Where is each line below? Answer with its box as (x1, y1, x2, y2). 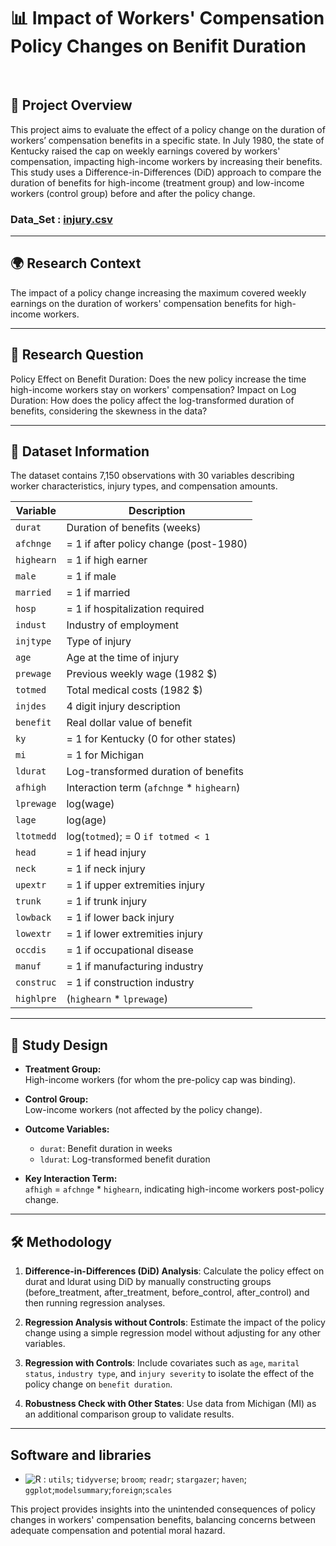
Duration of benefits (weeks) (66, 521, 202, 535)
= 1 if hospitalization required (66, 602, 205, 616)
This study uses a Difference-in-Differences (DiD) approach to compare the (10, 166, 322, 178)
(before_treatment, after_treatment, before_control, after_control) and (24, 1286, 310, 1299)
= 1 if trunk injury (66, 895, 148, 909)
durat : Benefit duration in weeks (39, 1143, 173, 1155)
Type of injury (66, 635, 132, 649)
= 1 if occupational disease (66, 943, 194, 957)
